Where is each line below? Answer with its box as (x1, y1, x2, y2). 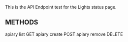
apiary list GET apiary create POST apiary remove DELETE (5, 31, 123, 37)
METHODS (5, 18, 38, 26)
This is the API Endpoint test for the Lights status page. (5, 4, 117, 10)
